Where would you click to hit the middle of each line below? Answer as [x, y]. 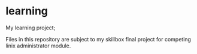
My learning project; [31, 28]
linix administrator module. [38, 46]
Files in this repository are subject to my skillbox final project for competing [98, 39]
